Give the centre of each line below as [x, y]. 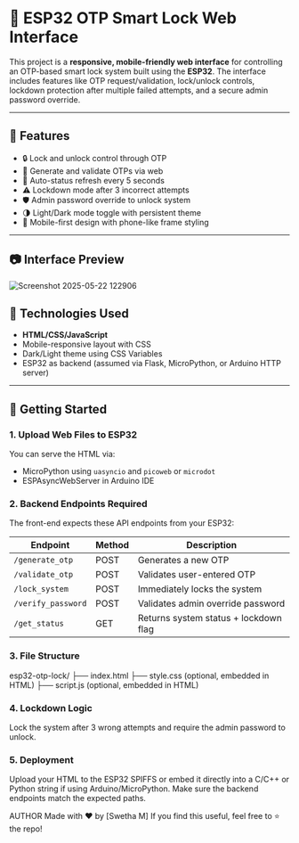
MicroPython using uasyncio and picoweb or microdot [119, 471]
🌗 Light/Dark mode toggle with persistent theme [112, 212]
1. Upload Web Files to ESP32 [73, 434]
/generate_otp [44, 560]
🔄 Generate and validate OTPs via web [93, 171]
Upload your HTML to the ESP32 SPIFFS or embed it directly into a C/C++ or [149, 780]
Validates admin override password [211, 603]
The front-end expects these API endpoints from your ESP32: [122, 523]
